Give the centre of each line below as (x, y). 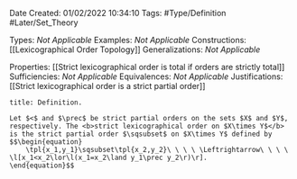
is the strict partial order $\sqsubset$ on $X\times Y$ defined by (141, 134)
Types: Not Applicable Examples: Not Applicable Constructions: (128, 40)
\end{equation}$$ (42, 166)
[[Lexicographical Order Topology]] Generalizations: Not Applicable (135, 49)
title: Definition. (46, 103)
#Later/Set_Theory (44, 22)
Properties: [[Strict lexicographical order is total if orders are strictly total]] (147, 67)
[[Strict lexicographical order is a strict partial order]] (107, 86)
